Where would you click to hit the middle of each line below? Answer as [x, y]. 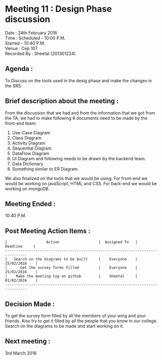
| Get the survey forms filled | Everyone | [71, 268]
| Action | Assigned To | [71, 242]
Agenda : [19, 69]
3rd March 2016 [21, 353]
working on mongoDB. [27, 189]
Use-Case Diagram [31, 133]
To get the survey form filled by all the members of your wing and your [76, 316]
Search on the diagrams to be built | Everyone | [76, 259]
